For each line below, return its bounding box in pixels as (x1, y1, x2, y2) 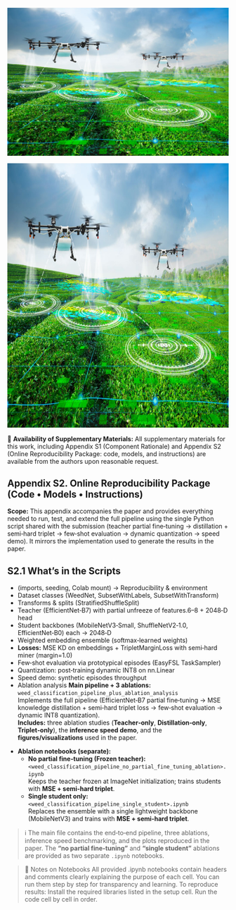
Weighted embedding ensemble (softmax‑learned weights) (17, 636, 188, 645)
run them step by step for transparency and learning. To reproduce (24, 880, 218, 889)
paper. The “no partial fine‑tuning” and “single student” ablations (24, 844, 220, 853)
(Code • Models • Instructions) (7, 488, 143, 500)
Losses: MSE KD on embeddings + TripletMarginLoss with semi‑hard (17, 644, 218, 652)
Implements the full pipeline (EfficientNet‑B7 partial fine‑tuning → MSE (17, 696, 221, 705)
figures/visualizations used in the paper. (17, 734, 138, 742)
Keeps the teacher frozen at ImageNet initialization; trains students (27, 777, 221, 786)
